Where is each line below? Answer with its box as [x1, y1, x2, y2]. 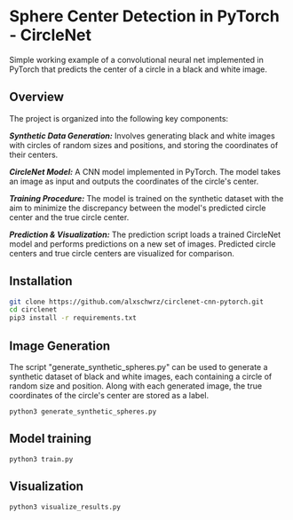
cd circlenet [9, 305, 58, 314]
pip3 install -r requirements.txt [9, 313, 138, 323]
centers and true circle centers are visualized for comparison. [9, 248, 235, 258]
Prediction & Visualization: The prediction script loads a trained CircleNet [9, 229, 281, 240]
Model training [9, 431, 91, 446]
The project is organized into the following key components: [9, 113, 229, 123]
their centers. [9, 149, 59, 160]
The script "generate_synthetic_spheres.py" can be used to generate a [9, 362, 268, 372]
